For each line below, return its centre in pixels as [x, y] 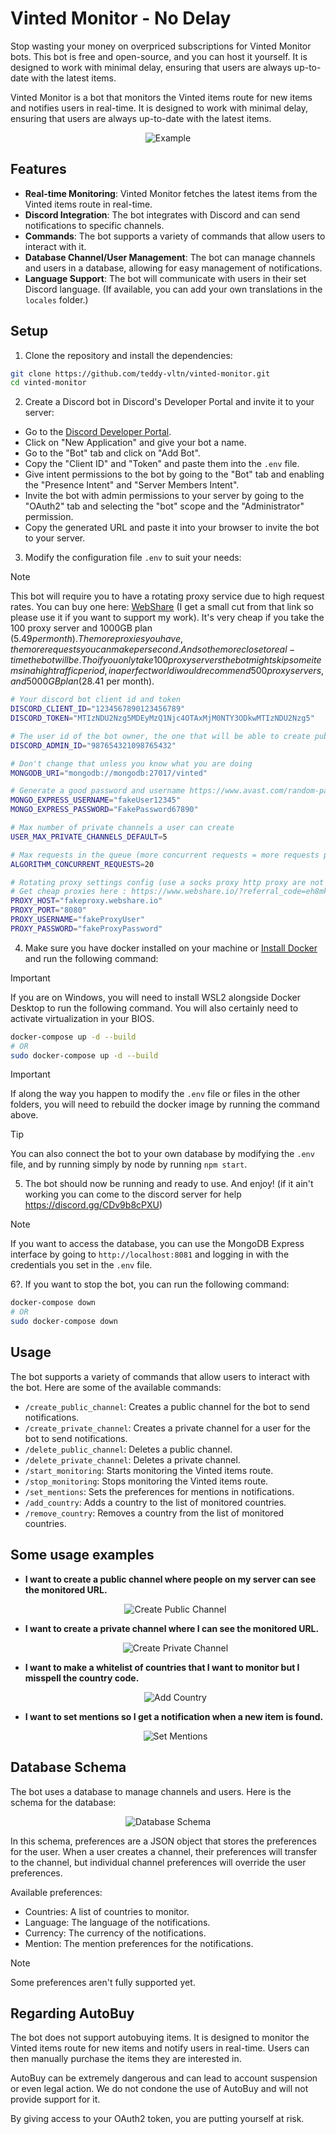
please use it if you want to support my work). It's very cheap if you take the [167, 618]
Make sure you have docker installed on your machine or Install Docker [171, 948]
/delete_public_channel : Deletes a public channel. [128, 1449]
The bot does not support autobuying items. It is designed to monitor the [160, 2038]
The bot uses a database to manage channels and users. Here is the [151, 1791]
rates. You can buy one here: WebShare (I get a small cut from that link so [162, 607]
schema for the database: [63, 1802]
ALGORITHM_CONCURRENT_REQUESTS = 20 [82, 864]
